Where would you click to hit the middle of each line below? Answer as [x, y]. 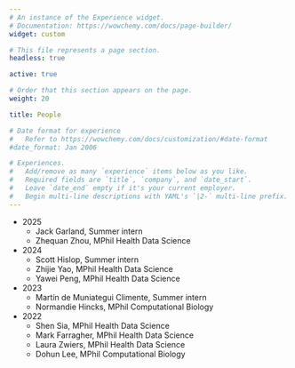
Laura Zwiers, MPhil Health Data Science [110, 344]
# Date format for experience [65, 131]
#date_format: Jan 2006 [53, 148]
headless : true [37, 59]
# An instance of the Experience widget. [87, 17]
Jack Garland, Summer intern [89, 231]
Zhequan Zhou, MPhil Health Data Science [113, 240]
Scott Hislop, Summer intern [87, 260]
